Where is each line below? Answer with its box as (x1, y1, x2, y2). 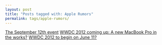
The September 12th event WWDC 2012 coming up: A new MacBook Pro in (5, 30, 157, 35)
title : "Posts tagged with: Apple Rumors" (5, 12, 94, 16)
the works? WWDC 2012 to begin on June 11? (5, 34, 97, 40)
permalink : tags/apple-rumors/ (5, 16, 69, 21)
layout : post (5, 7, 32, 12)
